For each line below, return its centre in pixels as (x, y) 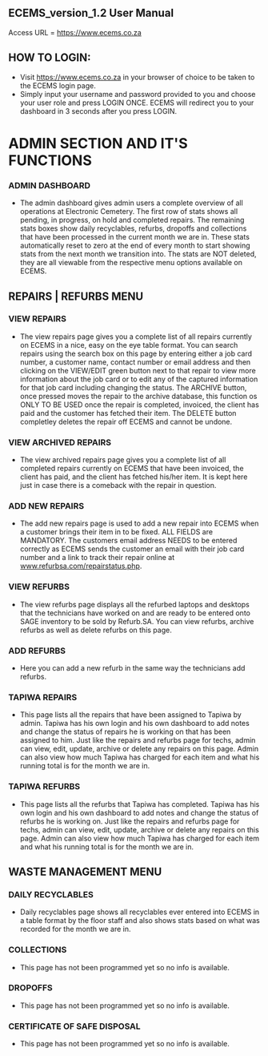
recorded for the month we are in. (75, 929)
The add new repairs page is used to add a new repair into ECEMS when (139, 523)
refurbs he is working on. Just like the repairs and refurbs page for (130, 821)
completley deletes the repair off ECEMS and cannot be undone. (126, 421)
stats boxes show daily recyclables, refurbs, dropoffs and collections (133, 228)
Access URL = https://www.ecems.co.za (75, 32)
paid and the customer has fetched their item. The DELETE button (128, 413)
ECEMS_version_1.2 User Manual (91, 13)
